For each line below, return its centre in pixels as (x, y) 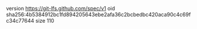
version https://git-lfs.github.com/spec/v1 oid (61, 8)
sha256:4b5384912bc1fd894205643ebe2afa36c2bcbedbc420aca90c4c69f (98, 14)
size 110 (45, 21)
